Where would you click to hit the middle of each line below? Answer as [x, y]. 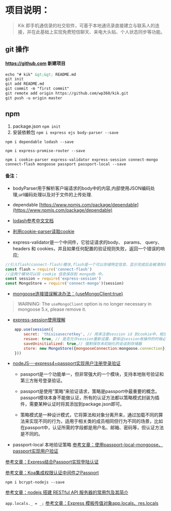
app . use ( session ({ [34, 329]
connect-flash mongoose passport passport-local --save [66, 164]
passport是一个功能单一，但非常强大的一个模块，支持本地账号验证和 [92, 374]
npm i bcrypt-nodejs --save [35, 483]
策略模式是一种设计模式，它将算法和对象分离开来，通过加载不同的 [89, 415]
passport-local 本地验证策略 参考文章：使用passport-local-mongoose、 [88, 445]
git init [15, 79]
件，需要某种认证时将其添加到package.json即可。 [72, 404]
